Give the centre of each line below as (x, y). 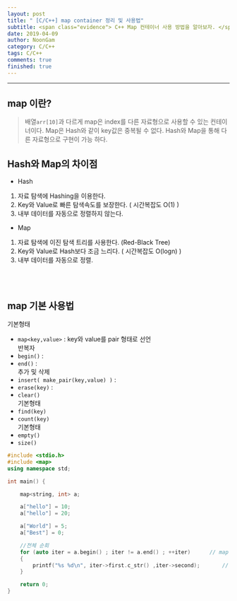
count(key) (34, 419)
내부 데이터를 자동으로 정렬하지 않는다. (70, 214)
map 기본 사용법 (41, 306)
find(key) (32, 412)
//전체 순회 (35, 545)
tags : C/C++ (25, 54)
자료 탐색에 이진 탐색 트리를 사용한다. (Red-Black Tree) (94, 243)
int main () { (26, 482)
